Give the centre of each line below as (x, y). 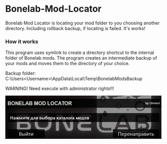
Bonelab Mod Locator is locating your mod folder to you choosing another (82, 23)
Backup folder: (21, 73)
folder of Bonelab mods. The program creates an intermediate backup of (81, 58)
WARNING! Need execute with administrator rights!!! (60, 89)
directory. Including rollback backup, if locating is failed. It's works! (75, 28)
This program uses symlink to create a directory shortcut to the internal (80, 53)
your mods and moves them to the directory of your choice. (68, 64)
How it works (22, 41)
